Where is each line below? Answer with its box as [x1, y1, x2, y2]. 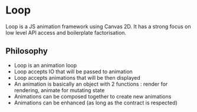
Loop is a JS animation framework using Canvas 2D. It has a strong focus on [5, 23, 191, 30]
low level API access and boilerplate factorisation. [5, 29, 127, 36]
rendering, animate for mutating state [14, 86, 105, 94]
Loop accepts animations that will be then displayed [14, 74, 140, 81]
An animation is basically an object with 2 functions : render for [14, 80, 168, 87]
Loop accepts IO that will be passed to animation [14, 68, 133, 75]
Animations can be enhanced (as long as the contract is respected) [14, 99, 178, 106]
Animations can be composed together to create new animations [14, 93, 172, 100]
